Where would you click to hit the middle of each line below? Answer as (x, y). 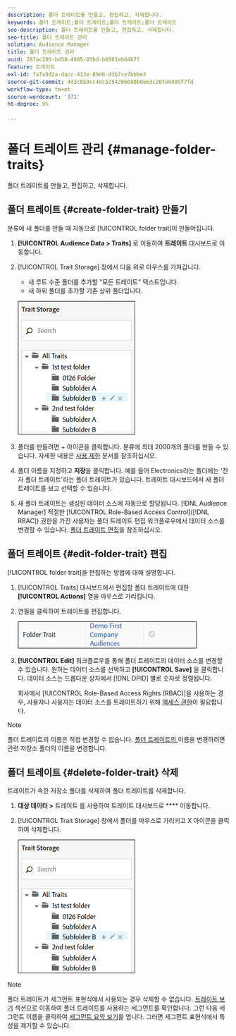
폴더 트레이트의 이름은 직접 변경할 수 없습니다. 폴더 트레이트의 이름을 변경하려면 (116, 739)
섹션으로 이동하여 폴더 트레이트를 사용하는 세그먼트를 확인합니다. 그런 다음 (116, 1008)
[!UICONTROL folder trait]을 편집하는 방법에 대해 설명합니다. (92, 572)
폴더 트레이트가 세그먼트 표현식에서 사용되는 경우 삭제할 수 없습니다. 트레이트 (113, 999)
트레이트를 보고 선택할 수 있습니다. (64, 488)
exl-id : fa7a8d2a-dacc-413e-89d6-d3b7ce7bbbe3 (77, 74)
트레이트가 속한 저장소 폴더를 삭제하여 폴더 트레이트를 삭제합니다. (97, 791)
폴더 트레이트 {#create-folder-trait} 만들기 (98, 210)
